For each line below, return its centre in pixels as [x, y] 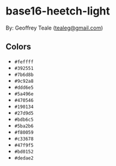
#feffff [24, 62]
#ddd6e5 [24, 88]
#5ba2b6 [24, 126]
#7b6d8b [24, 75]
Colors [18, 47]
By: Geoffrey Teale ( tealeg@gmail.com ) [54, 28]
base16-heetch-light [58, 11]
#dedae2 [24, 158]
